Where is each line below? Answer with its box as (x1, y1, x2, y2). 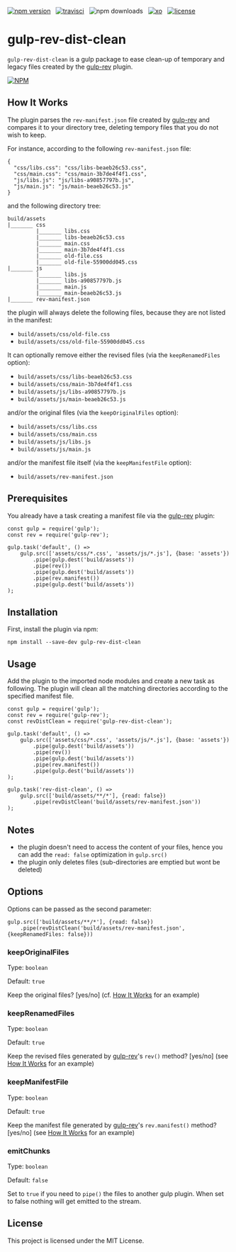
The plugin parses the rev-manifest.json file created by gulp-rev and (7, 115, 210, 124)
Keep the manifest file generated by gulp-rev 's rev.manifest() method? (7, 1120, 218, 1129)
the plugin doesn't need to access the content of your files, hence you (17, 843, 223, 851)
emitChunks (7, 1146, 51, 1156)
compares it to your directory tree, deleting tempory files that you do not (7, 123, 219, 131)
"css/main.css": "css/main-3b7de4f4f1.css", (13, 170, 147, 177)
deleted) (17, 865, 43, 874)
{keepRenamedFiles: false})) (7, 930, 94, 938)
